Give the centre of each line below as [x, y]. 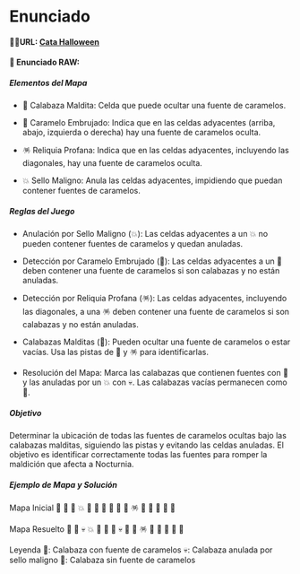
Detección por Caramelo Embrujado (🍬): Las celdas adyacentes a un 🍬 [152, 261]
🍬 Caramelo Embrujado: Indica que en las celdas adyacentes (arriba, [149, 123]
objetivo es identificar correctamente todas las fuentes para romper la [138, 455]
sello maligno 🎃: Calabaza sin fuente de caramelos [103, 560]
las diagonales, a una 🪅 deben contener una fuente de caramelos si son [155, 312]
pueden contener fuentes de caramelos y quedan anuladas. [133, 244]
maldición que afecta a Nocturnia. [72, 465]
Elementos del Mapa [48, 83]
